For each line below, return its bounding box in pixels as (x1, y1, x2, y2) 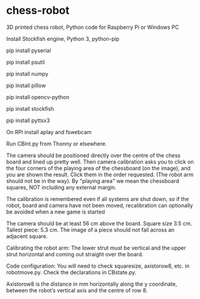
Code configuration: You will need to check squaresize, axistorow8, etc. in (6, 262, 190, 270)
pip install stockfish (6, 105, 54, 112)
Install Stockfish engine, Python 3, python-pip (6, 35, 120, 42)
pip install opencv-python (6, 93, 70, 100)
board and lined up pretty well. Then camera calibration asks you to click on (6, 158, 194, 165)
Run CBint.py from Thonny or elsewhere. (6, 140, 107, 147)
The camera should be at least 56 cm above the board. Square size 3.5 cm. (6, 220, 192, 227)
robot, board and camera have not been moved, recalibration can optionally (6, 202, 193, 209)
